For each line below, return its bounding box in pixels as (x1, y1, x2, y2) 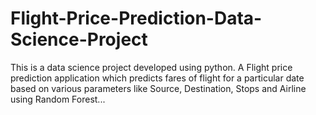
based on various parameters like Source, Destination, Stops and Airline (10, 82, 307, 94)
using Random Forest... (10, 93, 106, 105)
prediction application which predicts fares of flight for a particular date (10, 72, 305, 84)
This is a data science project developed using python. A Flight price (10, 61, 293, 73)
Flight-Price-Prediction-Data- (10, 7, 263, 30)
